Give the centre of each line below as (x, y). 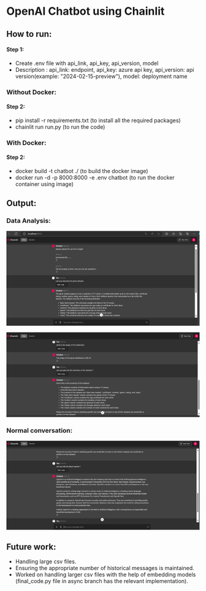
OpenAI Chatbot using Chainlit (86, 11)
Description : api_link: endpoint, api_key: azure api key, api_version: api (105, 69)
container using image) (44, 184)
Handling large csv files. (46, 562)
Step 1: (15, 50)
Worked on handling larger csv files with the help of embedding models (105, 574)
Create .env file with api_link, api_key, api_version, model (87, 63)
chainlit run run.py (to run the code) (60, 126)
